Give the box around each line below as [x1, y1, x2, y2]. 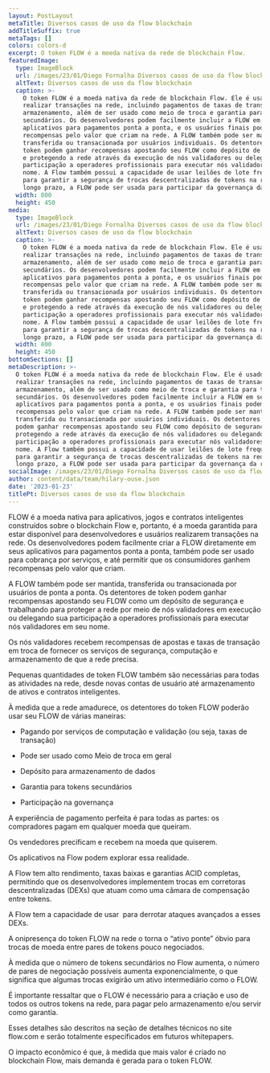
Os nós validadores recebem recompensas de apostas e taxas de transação [8, 637, 260, 647]
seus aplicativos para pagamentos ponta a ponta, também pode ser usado [8, 546, 255, 555]
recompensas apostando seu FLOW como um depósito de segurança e [8, 596, 244, 605]
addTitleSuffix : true [8, 27, 81, 35]
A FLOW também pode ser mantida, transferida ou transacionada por [8, 579, 237, 588]
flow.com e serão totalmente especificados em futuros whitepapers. [8, 1031, 235, 1041]
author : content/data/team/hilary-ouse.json [8, 475, 160, 483]
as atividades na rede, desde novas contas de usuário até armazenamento [8, 678, 256, 688]
